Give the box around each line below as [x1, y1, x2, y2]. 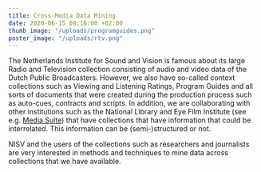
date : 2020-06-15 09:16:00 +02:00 [8, 19, 124, 27]
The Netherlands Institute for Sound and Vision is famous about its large [8, 56, 246, 66]
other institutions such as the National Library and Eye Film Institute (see [8, 107, 247, 117]
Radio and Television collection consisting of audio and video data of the [8, 65, 247, 74]
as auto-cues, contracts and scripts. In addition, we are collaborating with [8, 98, 251, 108]
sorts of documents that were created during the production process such [8, 90, 252, 100]
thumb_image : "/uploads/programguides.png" [8, 26, 156, 34]
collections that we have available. [8, 157, 121, 166]
